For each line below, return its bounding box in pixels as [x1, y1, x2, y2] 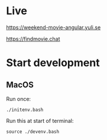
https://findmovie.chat [6, 35, 60, 42]
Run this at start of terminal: [6, 117, 74, 124]
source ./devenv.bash [6, 129, 60, 135]
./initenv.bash [6, 107, 44, 113]
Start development [6, 56, 100, 69]
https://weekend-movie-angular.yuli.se [6, 24, 101, 31]
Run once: [6, 95, 31, 102]
